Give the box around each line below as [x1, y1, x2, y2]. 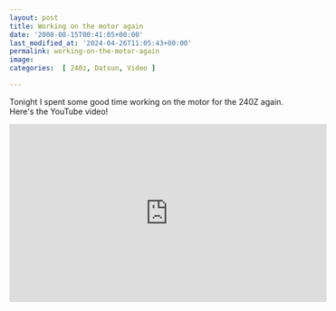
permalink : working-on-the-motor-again [9, 47, 160, 56]
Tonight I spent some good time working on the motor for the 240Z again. [9, 96, 283, 107]
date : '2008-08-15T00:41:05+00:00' [9, 30, 144, 39]
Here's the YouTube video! [9, 106, 109, 117]
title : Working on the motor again [9, 22, 144, 31]
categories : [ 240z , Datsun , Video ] [9, 64, 156, 73]
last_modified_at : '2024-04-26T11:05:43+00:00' [9, 38, 193, 48]
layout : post [9, 13, 59, 23]
